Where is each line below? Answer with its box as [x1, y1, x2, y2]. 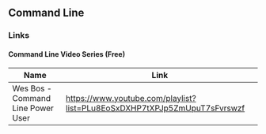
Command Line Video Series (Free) [8, 49, 125, 58]
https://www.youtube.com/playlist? [66, 92, 196, 103]
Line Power [12, 102, 54, 114]
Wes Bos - [12, 83, 53, 94]
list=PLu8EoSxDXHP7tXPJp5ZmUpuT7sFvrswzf [66, 102, 245, 114]
